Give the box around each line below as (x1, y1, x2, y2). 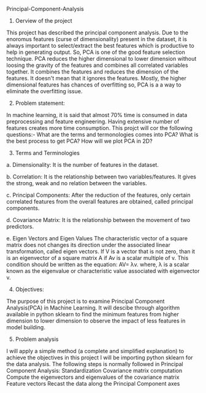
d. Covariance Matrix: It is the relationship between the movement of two (6, 216, 191, 223)
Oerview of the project (15, 17, 72, 24)
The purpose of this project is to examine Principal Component (6, 297, 165, 305)
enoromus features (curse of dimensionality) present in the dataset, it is (6, 36, 187, 42)
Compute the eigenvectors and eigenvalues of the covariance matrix (6, 373, 180, 381)
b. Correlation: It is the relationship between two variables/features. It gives (6, 173, 196, 180)
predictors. (6, 223, 34, 230)
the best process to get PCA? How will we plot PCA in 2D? (6, 137, 153, 145)
